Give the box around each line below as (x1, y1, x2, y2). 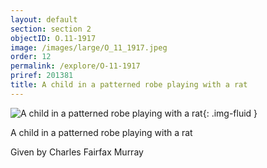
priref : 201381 (10, 71, 74, 81)
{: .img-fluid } (202, 107, 258, 119)
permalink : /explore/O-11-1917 (10, 61, 141, 71)
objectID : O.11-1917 (10, 33, 97, 43)
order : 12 (10, 52, 52, 62)
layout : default (10, 14, 78, 25)
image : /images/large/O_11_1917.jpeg (10, 42, 168, 53)
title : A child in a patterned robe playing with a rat (10, 80, 248, 90)
